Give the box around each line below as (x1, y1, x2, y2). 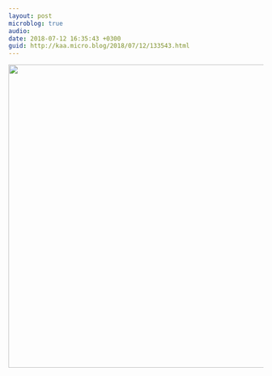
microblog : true (8, 19, 63, 27)
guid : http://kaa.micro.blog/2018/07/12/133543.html (8, 42, 190, 50)
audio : (8, 27, 31, 35)
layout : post (8, 11, 53, 20)
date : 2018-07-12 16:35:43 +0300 (8, 34, 121, 43)
